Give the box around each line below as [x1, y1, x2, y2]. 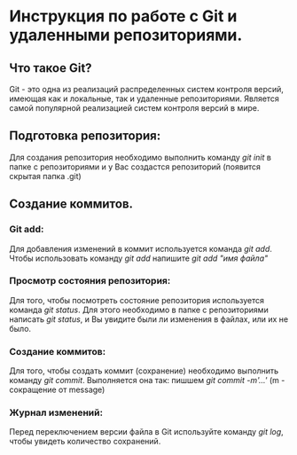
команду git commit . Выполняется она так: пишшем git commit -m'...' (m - [9, 375, 285, 386]
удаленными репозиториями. [9, 25, 243, 45]
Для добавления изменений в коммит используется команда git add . [9, 243, 273, 254]
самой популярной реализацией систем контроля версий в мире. [9, 103, 260, 113]
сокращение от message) [9, 384, 106, 396]
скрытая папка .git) [9, 170, 82, 181]
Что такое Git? [9, 60, 92, 75]
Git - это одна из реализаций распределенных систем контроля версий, [9, 84, 284, 94]
